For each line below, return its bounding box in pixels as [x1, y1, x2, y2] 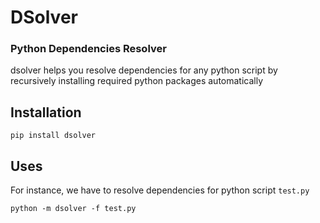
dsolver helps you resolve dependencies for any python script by [10, 64, 278, 76]
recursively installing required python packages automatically [10, 75, 264, 87]
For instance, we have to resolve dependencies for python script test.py [10, 184, 310, 196]
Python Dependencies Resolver [10, 42, 167, 56]
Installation [10, 104, 82, 121]
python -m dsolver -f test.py [10, 204, 137, 214]
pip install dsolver [10, 131, 97, 141]
